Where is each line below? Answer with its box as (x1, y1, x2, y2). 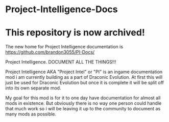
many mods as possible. (5, 111, 57, 117)
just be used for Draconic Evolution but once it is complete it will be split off (5, 80, 164, 86)
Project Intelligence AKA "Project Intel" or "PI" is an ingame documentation (5, 69, 163, 75)
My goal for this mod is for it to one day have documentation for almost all (5, 95, 161, 101)
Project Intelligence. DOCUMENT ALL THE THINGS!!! (5, 59, 116, 65)
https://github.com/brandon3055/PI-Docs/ (5, 49, 95, 55)
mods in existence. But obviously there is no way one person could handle (5, 100, 162, 106)
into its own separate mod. (5, 85, 61, 91)
